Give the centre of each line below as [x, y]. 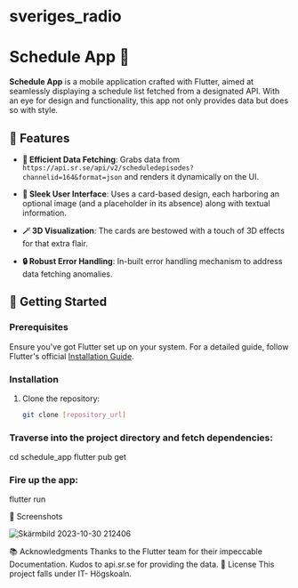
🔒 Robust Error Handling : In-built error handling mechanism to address [152, 261]
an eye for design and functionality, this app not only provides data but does [149, 101]
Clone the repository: [61, 399]
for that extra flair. [55, 243]
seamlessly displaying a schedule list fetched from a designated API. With [145, 92]
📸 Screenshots [36, 517]
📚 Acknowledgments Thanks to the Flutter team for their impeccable [136, 552]
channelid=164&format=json [72, 177]
